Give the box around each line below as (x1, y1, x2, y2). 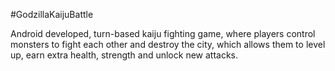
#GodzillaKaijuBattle (10, 9, 94, 20)
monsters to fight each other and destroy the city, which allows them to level (10, 39, 326, 50)
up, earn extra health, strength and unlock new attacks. (10, 49, 239, 61)
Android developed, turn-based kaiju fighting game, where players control (10, 28, 316, 39)
